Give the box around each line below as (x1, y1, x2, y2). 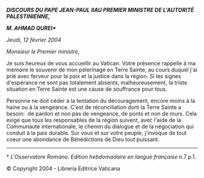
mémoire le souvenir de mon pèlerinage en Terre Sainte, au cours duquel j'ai (6, 66, 197, 73)
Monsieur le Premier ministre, (6, 48, 80, 55)
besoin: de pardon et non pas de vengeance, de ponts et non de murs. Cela (6, 110, 197, 117)
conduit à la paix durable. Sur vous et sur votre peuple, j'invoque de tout (6, 130, 187, 136)
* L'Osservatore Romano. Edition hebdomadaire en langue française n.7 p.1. (6, 153, 196, 160)
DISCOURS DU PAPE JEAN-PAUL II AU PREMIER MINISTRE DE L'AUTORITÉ (6, 7, 194, 13)
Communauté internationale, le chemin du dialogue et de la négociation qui (6, 123, 194, 130)
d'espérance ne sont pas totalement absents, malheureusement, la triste (6, 79, 188, 86)
